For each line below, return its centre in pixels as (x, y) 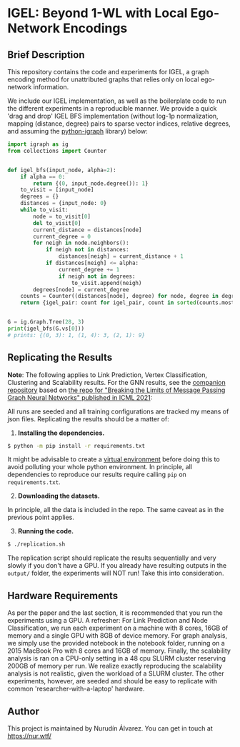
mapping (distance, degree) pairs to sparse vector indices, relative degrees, (119, 124)
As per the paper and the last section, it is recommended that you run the (115, 613)
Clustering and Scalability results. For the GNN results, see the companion (117, 382)
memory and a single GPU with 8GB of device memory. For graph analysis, (117, 636)
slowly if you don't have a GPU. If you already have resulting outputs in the (117, 566)
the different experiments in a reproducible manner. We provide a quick (112, 108)
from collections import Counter (57, 151)
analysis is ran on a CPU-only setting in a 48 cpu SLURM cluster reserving (117, 658)
